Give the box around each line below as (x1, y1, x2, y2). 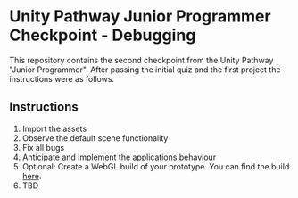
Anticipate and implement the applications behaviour (21, 152, 217, 162)
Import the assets (21, 123, 87, 134)
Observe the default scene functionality (21, 132, 169, 144)
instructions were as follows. (9, 73, 114, 84)
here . (21, 170, 42, 181)
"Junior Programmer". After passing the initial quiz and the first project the (9, 64, 281, 75)
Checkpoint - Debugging (9, 25, 196, 45)
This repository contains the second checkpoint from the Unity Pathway (9, 54, 274, 65)
